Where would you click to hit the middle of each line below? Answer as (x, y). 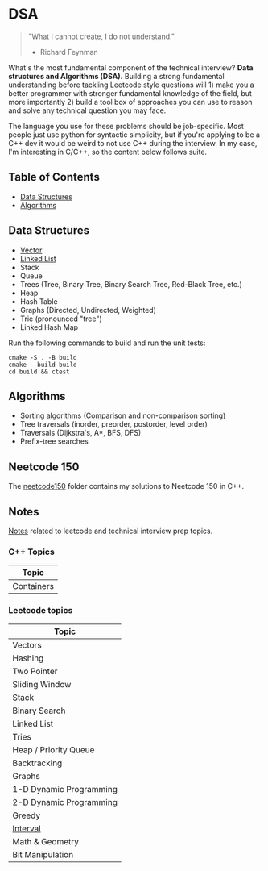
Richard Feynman (69, 52)
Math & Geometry (45, 841)
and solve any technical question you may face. (87, 110)
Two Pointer (35, 671)
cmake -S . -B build (43, 357)
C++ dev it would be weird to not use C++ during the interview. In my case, (133, 143)
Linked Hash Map (49, 327)
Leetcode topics (41, 611)
